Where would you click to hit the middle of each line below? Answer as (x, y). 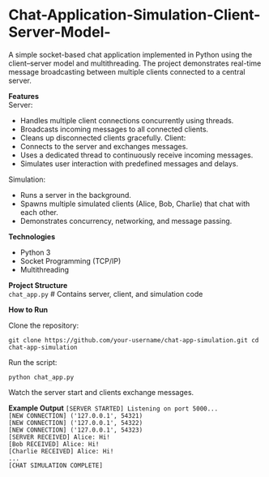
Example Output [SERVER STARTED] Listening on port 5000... (113, 408)
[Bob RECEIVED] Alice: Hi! (54, 444)
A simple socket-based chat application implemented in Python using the (130, 54)
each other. (39, 212)
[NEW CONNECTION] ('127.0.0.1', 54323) (76, 430)
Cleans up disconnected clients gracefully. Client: (103, 138)
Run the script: (33, 362)
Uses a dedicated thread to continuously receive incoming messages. (137, 155)
